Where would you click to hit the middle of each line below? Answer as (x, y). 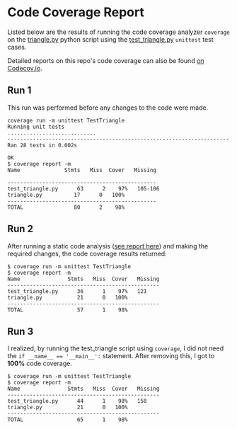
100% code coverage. (40, 364)
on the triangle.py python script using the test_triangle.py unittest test (110, 39)
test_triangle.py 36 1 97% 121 (77, 291)
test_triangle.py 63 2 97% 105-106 (83, 188)
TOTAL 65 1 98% (68, 420)
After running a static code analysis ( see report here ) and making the (108, 246)
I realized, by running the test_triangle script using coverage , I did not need (116, 348)
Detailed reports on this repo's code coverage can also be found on (106, 60)
